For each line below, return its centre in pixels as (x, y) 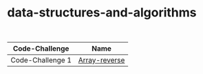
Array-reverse (101, 60)
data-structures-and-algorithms (102, 13)
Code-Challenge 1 (41, 60)
